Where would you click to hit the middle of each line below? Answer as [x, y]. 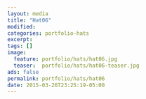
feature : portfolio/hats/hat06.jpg [66, 59]
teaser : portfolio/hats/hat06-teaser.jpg [77, 66]
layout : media [28, 14]
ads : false [23, 72]
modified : [22, 26]
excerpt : [20, 40]
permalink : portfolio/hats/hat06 [56, 78]
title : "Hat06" [29, 20]
